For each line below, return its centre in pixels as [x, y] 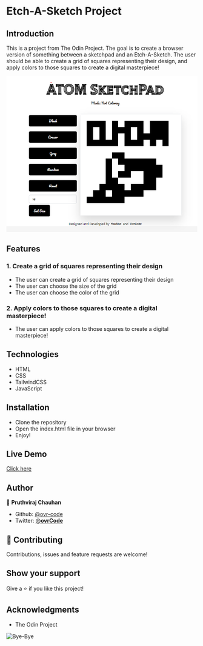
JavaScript [28, 388]
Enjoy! [23, 435]
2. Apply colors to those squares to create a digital [82, 308]
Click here [19, 469]
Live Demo [27, 454]
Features [23, 249]
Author [20, 488]
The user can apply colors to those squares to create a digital [92, 328]
